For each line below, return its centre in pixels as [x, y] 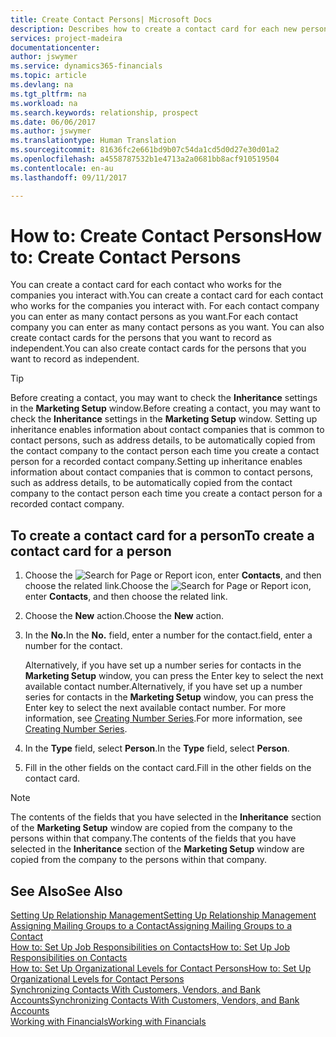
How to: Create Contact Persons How [166, 235]
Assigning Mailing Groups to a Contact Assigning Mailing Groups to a [151, 926]
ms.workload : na [44, 103]
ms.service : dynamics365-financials [86, 66]
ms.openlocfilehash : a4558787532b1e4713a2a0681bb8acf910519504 [145, 159]
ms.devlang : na [42, 85]
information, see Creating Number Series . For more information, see [163, 718]
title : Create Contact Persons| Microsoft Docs [111, 19]
